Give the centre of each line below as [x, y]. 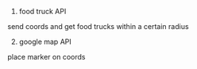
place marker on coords [46, 57]
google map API [45, 42]
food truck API [42, 11]
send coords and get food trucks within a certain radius [98, 26]
